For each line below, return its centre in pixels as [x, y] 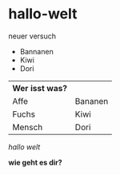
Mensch [28, 127]
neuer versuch [32, 36]
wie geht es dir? [35, 162]
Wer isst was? [40, 88]
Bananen [92, 101]
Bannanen [36, 51]
